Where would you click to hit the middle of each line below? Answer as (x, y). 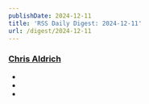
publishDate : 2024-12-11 (50, 16)
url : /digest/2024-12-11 (50, 31)
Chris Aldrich (35, 59)
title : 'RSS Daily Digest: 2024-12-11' (75, 23)
